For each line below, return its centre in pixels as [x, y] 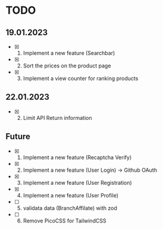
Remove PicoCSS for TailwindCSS [65, 221]
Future [18, 137]
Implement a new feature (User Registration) [77, 182]
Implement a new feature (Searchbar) [69, 53]
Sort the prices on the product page [67, 66]
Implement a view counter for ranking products [81, 78]
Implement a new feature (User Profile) [70, 195]
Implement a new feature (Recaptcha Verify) [77, 157]
